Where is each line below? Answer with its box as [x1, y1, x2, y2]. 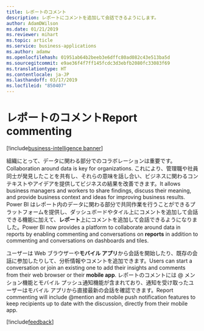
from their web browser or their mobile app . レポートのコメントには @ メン [6, 271, 196, 278]
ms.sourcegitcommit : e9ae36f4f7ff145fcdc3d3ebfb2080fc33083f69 [6, 60, 171, 66]
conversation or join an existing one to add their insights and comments [6, 264, 186, 271]
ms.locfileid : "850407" [6, 83, 67, 89]
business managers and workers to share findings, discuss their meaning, [6, 187, 192, 194]
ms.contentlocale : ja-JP [6, 71, 69, 78]
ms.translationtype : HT [6, 65, 67, 72]
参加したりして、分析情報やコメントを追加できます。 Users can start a [16, 257, 193, 264]
